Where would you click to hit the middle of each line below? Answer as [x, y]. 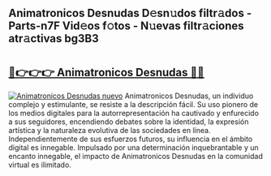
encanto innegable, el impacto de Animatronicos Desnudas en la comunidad [136, 156]
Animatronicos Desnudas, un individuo [189, 96]
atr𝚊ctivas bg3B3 [54, 39]
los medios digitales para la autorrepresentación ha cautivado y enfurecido [134, 113]
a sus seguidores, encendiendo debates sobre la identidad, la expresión [129, 122]
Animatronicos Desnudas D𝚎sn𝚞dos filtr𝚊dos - [130, 13]
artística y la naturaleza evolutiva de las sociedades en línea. [110, 130]
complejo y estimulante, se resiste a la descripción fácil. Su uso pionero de [133, 104]
